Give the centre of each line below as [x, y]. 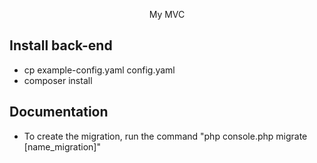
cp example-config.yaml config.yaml [99, 70]
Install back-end [61, 45]
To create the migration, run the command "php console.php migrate [165, 136]
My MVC [167, 14]
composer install [58, 80]
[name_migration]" [62, 146]
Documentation [59, 112]
